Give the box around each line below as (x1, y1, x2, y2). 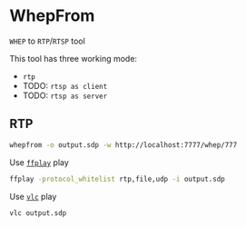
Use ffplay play (9, 156, 70, 168)
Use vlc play (9, 191, 57, 202)
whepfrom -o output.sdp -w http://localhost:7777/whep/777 (9, 140, 238, 150)
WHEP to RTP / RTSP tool (9, 35, 86, 46)
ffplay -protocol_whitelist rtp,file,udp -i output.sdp (9, 174, 225, 183)
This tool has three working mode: (9, 53, 138, 64)
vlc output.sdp (9, 208, 67, 218)
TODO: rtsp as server (22, 90, 108, 101)
